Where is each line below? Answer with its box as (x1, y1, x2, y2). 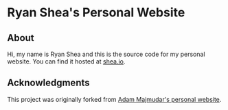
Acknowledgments (7, 77, 91, 89)
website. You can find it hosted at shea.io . (7, 57, 126, 66)
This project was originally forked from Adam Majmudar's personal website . (7, 95, 222, 103)
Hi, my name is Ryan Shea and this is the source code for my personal (7, 50, 205, 58)
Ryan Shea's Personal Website (7, 5, 185, 20)
